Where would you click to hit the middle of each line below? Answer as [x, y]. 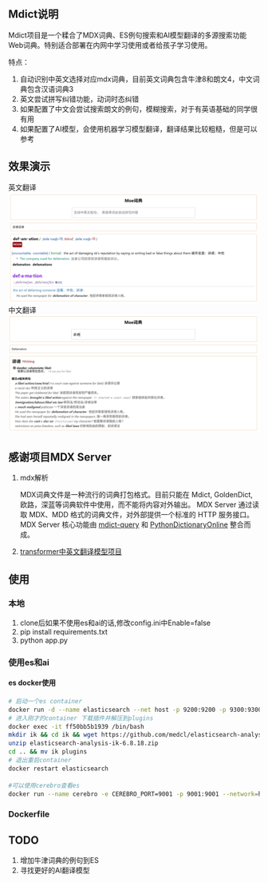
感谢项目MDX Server [60, 457]
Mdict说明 [33, 14]
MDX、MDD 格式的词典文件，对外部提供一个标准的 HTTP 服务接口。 [141, 515]
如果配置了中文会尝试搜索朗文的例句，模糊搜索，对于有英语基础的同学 [135, 109]
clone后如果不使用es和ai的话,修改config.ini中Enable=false [115, 623]
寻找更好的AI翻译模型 [55, 870]
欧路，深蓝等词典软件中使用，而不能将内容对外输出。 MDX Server [128, 504]
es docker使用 [32, 683]
